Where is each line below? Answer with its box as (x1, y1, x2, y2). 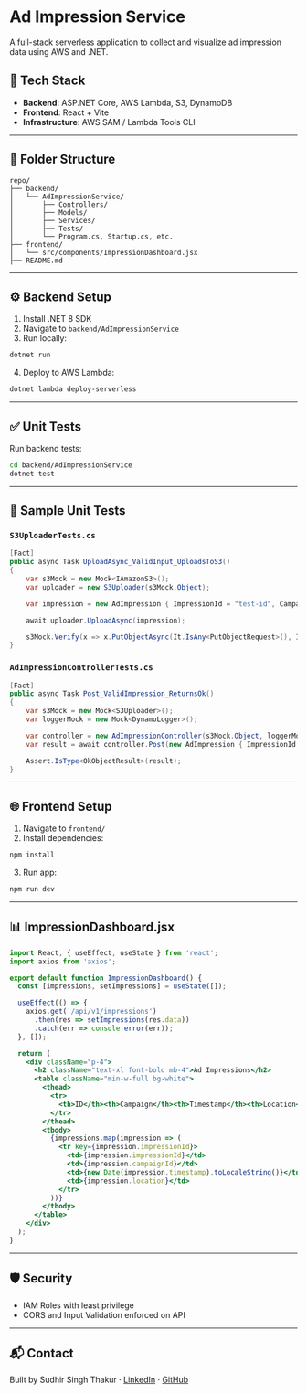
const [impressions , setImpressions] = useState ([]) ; (17, 982, 227, 991)
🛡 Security (9, 1271, 73, 1286)
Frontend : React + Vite (22, 107, 110, 118)
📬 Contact (9, 1346, 74, 1361)
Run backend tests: (9, 442, 82, 453)
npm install (9, 850, 55, 860)
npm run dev (9, 885, 55, 894)
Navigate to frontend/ (22, 823, 106, 834)
